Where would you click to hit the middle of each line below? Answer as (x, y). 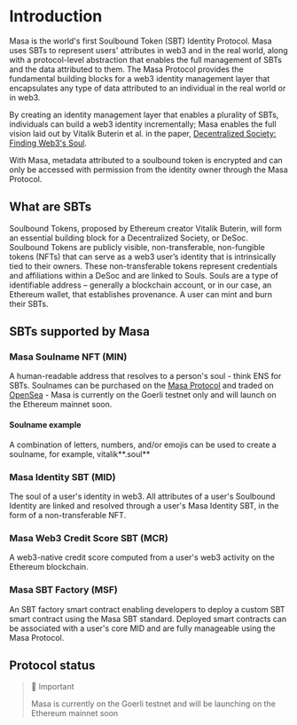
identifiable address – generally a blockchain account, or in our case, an (141, 285)
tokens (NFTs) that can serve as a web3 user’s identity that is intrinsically (143, 256)
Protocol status (52, 665)
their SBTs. (29, 303)
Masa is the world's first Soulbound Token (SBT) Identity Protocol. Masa (141, 41)
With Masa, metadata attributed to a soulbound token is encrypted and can (146, 160)
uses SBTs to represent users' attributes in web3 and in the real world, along (148, 50)
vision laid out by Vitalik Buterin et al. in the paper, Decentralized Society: (143, 133)
